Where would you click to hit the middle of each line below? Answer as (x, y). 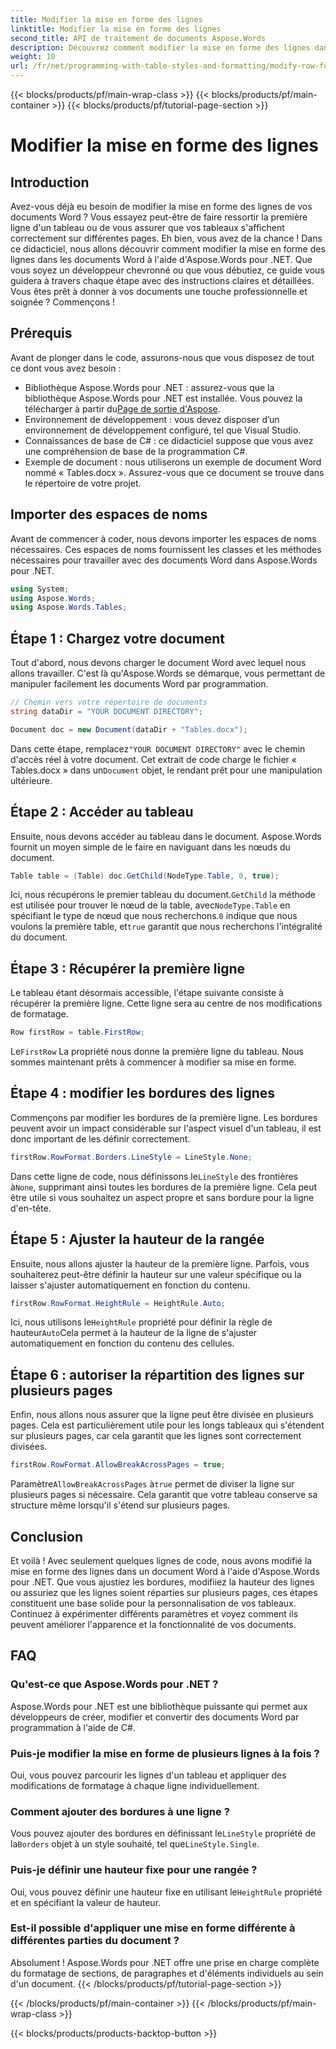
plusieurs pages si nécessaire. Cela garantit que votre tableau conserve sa (164, 1495)
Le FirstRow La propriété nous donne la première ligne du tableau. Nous (157, 1052)
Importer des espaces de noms (109, 514)
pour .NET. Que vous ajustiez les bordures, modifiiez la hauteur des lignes (162, 1582)
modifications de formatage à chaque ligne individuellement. (135, 1785)
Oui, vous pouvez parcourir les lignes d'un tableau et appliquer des (148, 1775)
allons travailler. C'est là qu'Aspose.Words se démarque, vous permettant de (168, 673)
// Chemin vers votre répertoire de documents (109, 702)
